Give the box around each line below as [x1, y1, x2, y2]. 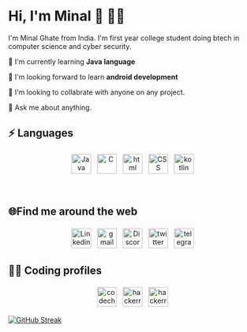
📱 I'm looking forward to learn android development [8, 72, 178, 81]
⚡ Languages [8, 126, 73, 140]
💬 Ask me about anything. [8, 103, 92, 112]
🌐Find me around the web [8, 205, 138, 218]
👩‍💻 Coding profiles [8, 263, 103, 277]
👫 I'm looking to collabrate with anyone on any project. [8, 87, 185, 97]
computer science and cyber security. [8, 41, 132, 50]
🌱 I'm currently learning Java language [8, 57, 136, 66]
